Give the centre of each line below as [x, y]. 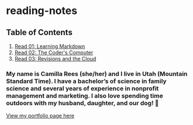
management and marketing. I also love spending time [85, 96]
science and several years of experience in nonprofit [82, 88]
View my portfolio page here [40, 116]
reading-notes [42, 11]
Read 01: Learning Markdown [50, 46]
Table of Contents [39, 32]
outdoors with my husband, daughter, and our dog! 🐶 [82, 103]
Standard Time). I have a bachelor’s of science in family [86, 81]
